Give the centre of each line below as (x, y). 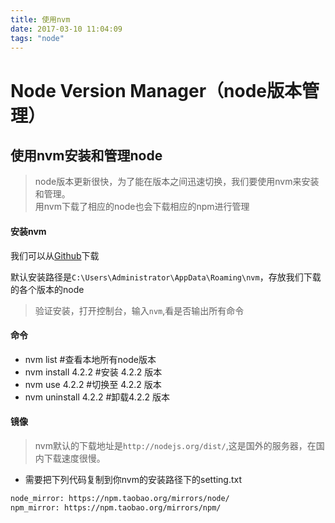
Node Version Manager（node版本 (156, 90)
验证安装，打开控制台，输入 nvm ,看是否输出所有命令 (139, 310)
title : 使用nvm (40, 19)
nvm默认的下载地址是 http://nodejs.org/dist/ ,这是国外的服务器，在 (175, 445)
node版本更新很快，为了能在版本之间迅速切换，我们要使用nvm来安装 (177, 182)
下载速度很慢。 (74, 458)
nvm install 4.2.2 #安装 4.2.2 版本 (93, 372)
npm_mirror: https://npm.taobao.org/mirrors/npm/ (116, 507)
